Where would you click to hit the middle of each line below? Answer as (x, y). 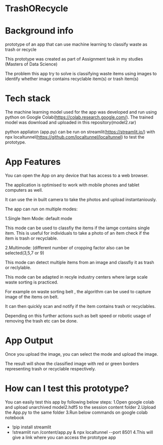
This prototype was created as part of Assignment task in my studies (74, 59)
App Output (29, 341)
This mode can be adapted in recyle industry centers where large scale (76, 277)
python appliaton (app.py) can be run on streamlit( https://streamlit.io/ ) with (80, 132)
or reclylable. (18, 267)
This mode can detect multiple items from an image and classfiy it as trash (80, 262)
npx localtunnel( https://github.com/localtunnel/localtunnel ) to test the (75, 137)
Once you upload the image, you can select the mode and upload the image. (81, 354)
